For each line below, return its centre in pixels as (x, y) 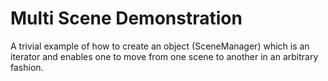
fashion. (27, 67)
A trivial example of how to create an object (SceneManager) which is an (160, 46)
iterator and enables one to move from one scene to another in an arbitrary (164, 56)
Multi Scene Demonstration (126, 18)
